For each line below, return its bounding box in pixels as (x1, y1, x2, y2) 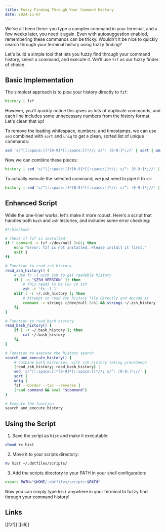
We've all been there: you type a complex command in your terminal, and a (5, 25, 158, 31)
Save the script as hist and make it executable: (12, 433, 109, 439)
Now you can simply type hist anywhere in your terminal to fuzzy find (5, 488, 148, 494)
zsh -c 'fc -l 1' (23, 287, 58, 292)
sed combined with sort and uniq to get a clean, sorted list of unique (5, 133, 144, 139)
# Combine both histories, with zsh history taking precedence (14, 360, 147, 365)
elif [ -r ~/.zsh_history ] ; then (14, 291, 85, 296)
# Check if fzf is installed (5, 236, 65, 241)
